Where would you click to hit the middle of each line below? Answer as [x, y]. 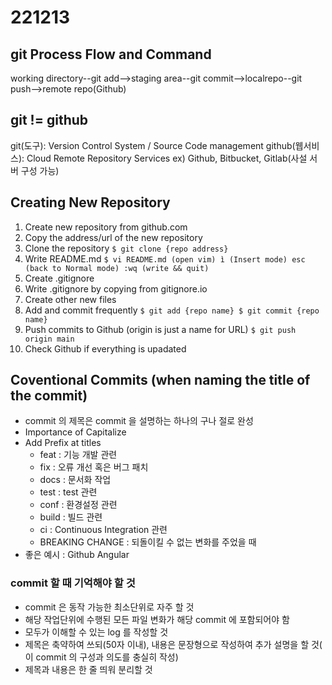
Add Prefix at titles [63, 443]
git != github [49, 120]
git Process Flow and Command [111, 54]
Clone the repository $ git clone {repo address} [126, 248]
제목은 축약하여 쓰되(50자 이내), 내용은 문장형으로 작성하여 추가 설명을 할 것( [173, 644]
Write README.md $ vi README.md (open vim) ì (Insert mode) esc [165, 258]
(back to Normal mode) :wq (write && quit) [117, 268]
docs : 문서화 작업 [75, 480]
